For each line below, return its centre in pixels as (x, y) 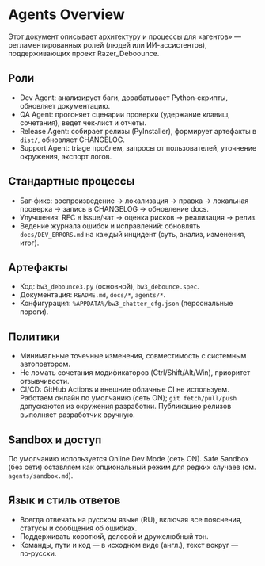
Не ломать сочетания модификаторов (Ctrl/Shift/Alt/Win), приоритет (135, 373)
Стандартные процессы (72, 181)
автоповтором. (45, 364)
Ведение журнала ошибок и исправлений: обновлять (110, 226)
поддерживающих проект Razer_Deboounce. (84, 53)
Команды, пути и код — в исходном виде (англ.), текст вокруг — (129, 545)
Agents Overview (66, 15)
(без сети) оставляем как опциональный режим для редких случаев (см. (132, 467)
